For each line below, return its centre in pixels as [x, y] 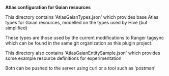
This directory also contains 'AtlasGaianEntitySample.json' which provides [83, 53]
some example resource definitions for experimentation [63, 58]
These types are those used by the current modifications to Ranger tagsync [85, 38]
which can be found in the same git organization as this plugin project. [79, 43]
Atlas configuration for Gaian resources [48, 7]
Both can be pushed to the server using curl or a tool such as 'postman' [80, 68]
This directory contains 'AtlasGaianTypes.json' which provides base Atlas [82, 17]
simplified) [16, 28]
